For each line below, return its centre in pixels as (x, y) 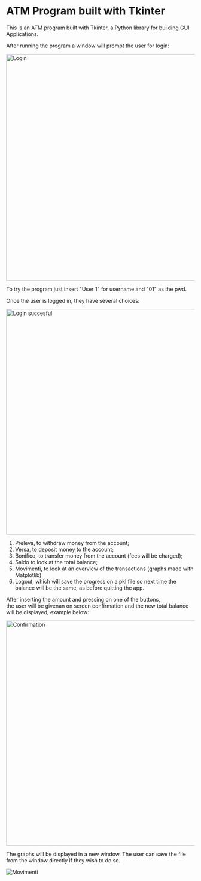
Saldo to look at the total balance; (56, 562)
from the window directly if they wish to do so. (63, 860)
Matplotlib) (28, 575)
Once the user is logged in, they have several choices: (73, 300)
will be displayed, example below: (48, 612)
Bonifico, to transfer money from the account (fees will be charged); (99, 556)
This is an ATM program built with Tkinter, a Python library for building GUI (98, 28)
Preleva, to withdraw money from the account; (72, 543)
